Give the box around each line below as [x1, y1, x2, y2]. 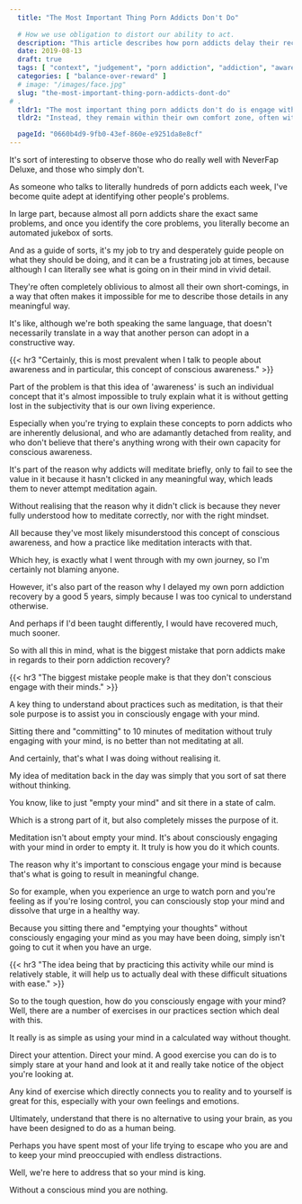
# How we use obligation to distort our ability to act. [17, 30, 235, 39]
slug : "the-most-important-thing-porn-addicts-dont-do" [17, 88, 231, 97]
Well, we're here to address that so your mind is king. [9, 1167, 207, 1178]
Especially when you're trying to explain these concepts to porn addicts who [9, 418, 293, 428]
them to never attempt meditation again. [9, 483, 157, 494]
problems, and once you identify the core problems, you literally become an [9, 218, 289, 228]
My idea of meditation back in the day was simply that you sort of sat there [9, 771, 287, 780]
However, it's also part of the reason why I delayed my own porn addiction [9, 582, 285, 592]
